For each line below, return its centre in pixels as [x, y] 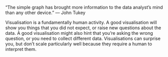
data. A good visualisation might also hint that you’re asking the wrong [79, 33]
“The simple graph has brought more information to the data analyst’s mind [84, 7]
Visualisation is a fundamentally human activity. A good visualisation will [81, 22]
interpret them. [21, 49]
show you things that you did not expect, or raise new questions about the [83, 28]
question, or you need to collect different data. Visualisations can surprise [83, 38]
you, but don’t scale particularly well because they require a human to [79, 44]
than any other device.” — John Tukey [45, 13]
